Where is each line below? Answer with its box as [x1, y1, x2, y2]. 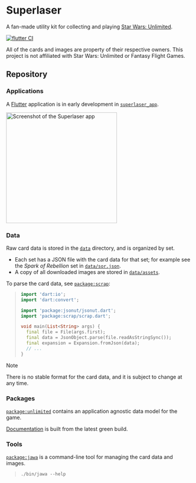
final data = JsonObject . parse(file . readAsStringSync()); [26, 335, 172, 341]
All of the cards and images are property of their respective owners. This [6, 45, 183, 53]
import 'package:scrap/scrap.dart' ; [20, 313, 111, 319]
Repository [6, 69, 48, 80]
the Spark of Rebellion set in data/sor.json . [14, 262, 121, 269]
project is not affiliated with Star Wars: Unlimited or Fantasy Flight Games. [6, 52, 185, 59]
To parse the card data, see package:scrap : [6, 280, 110, 287]
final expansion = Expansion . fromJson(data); [26, 340, 140, 346]
